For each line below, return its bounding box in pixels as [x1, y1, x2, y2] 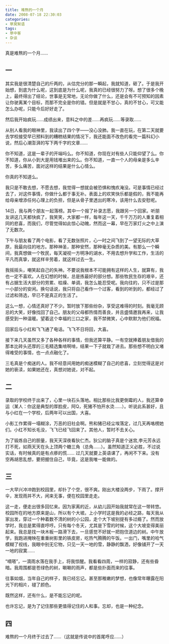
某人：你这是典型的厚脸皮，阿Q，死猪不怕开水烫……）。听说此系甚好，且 [14, 403, 164, 409]
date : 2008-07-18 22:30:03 [5, 12, 62, 17]
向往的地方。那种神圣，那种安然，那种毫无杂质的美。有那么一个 [22, 243, 155, 249]
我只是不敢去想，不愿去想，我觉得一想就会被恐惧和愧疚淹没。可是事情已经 [5, 184, 159, 190]
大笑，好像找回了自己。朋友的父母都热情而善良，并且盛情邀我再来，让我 [14, 309, 164, 315]
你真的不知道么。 [5, 173, 41, 179]
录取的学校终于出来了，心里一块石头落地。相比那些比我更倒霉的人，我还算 [5, 397, 159, 403]
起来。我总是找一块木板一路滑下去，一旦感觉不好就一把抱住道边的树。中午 [5, 529, 159, 535]
